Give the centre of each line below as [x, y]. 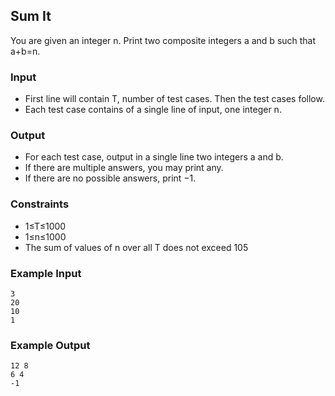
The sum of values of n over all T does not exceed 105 [136, 247]
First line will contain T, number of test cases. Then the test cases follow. [174, 99]
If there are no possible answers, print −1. [110, 178]
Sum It [31, 16]
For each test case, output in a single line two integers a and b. [154, 157]
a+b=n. [25, 51]
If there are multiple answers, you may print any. [124, 168]
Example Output [50, 345]
